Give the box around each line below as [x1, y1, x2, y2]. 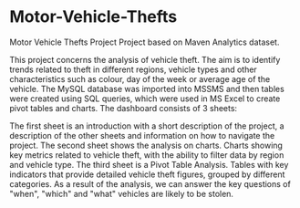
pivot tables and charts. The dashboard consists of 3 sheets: [9, 102, 238, 113]
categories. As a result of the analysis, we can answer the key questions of [9, 178, 292, 189]
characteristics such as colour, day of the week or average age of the [9, 73, 271, 84]
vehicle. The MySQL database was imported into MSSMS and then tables [9, 83, 284, 94]
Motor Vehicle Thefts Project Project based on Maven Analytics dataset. [9, 36, 280, 47]
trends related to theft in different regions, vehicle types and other [9, 64, 257, 75]
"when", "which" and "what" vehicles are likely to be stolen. [9, 188, 234, 199]
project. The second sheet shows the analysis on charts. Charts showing [9, 140, 283, 151]
